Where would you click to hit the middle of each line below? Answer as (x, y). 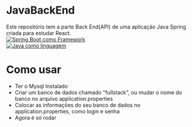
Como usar (34, 70)
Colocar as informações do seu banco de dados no (78, 105)
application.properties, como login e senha (67, 111)
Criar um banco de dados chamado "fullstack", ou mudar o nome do (98, 92)
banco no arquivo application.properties (64, 99)
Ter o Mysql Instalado (41, 86)
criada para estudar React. (39, 33)
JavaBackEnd (41, 10)
